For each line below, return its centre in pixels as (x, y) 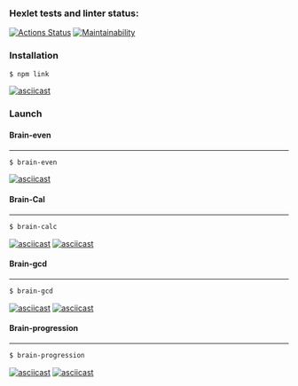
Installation (34, 56)
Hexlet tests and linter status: (74, 13)
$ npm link (29, 74)
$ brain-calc (33, 226)
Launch (26, 114)
